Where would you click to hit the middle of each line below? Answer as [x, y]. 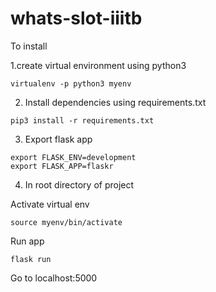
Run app [27, 241]
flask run [31, 259]
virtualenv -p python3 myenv [71, 83]
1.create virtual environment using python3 [98, 65]
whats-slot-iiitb [76, 18]
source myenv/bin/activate [66, 222]
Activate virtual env [50, 204]
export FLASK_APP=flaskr [62, 166]
